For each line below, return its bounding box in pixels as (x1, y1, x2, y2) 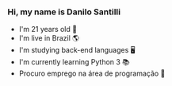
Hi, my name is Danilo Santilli (7, 6, 120, 18)
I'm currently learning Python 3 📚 (18, 57, 130, 67)
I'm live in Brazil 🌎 (18, 33, 80, 43)
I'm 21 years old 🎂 (18, 25, 77, 34)
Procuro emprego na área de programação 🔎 (18, 68, 166, 78)
